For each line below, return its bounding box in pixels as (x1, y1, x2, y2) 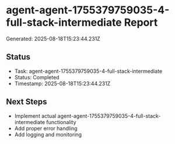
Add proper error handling (14, 125, 78, 132)
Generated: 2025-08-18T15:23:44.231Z (6, 35, 100, 42)
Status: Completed (14, 73, 60, 80)
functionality (46, 118, 77, 125)
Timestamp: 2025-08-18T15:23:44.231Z (14, 80, 111, 87)
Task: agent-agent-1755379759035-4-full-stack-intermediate (14, 68, 163, 75)
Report (124, 16, 158, 29)
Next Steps (6, 97, 47, 107)
